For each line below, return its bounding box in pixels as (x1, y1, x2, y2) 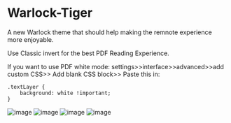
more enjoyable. (7, 35, 54, 43)
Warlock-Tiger (7, 5, 93, 21)
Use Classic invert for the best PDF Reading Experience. (7, 49, 169, 57)
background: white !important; (20, 89, 111, 96)
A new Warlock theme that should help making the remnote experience (7, 28, 212, 36)
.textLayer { (7, 83, 45, 90)
